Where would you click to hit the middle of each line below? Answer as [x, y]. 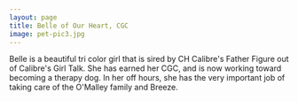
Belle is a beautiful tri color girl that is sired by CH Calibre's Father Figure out [149, 59]
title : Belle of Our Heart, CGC [69, 26]
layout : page [33, 17]
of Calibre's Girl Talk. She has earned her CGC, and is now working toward [145, 68]
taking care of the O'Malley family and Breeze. [94, 87]
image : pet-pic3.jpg [47, 34]
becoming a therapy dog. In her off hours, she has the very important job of [147, 78]
